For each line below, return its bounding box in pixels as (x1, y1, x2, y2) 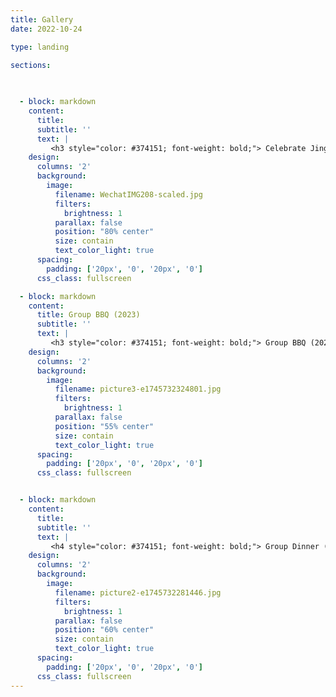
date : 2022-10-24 (10, 24, 83, 34)
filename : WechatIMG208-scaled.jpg (54, 189, 203, 200)
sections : (10, 60, 52, 70)
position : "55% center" (54, 421, 155, 431)
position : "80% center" (54, 227, 155, 237)
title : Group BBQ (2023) (36, 310, 141, 320)
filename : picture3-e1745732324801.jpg (54, 384, 222, 395)
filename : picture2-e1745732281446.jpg (54, 587, 222, 598)
